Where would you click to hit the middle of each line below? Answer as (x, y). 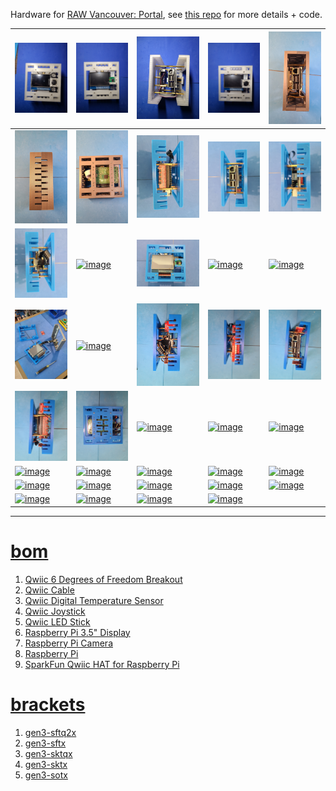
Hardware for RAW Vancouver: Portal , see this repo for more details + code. (166, 14)
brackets (48, 704)
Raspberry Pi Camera (68, 643)
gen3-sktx (46, 764)
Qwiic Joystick (55, 611)
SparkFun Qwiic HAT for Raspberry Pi (102, 664)
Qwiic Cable (49, 590)
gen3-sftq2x (50, 732)
